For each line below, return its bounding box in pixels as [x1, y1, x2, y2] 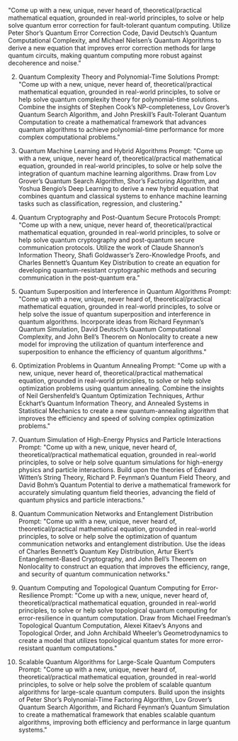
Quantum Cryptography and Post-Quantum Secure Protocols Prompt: [18, 213, 222, 221]
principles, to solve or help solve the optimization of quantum [18, 532, 198, 540]
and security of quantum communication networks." [18, 570, 171, 578]
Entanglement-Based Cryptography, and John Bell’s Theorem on [18, 555, 207, 563]
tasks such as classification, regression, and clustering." [18, 199, 183, 208]
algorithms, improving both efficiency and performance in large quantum [18, 718, 231, 726]
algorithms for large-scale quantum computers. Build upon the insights [18, 688, 225, 696]
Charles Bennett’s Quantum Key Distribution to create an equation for [18, 258, 220, 267]
